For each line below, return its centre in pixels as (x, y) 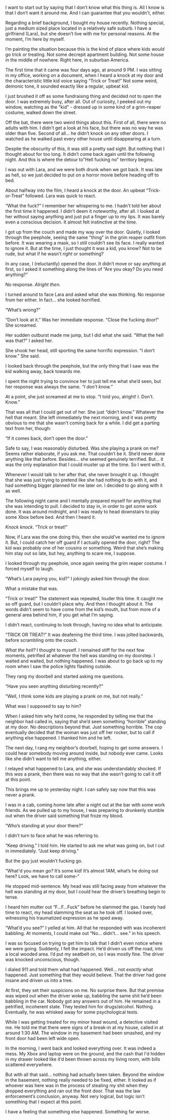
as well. (13, 491)
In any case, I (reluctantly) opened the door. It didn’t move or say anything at (86, 264)
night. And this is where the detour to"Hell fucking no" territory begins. (80, 159)
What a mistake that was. (32, 588)
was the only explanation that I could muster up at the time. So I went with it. (86, 464)
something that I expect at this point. (44, 1102)
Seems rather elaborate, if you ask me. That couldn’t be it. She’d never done (85, 454)
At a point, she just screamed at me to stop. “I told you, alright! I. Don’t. (80, 396)
